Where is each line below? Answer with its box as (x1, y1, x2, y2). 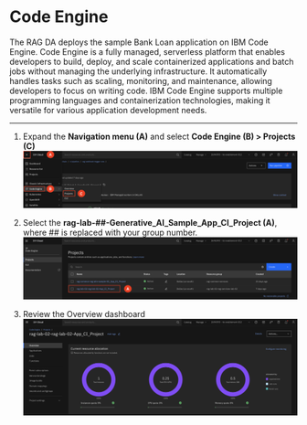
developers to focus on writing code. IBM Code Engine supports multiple (9, 85, 283, 96)
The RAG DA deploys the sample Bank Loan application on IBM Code (9, 37, 270, 48)
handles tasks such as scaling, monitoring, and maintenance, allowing (9, 75, 272, 86)
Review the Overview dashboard (22, 309, 146, 320)
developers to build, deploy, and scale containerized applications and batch (9, 56, 294, 67)
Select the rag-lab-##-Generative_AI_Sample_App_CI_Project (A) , (22, 218, 278, 228)
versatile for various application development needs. (9, 104, 207, 115)
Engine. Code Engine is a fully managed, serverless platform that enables (9, 46, 286, 57)
